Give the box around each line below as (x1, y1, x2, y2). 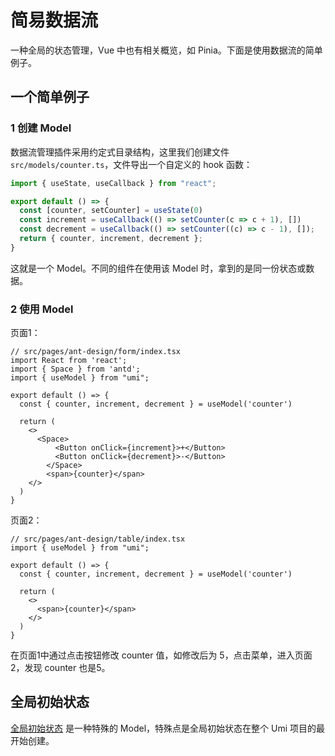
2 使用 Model (10, 302, 74, 316)
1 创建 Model (10, 121, 72, 135)
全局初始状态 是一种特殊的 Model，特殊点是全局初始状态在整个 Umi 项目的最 (10, 722, 325, 734)
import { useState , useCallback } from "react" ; (10, 178, 217, 188)
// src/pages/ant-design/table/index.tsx (10, 534, 186, 545)
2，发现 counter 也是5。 (10, 662, 111, 674)
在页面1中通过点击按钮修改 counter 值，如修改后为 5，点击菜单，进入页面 (10, 649, 313, 661)
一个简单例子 (10, 89, 90, 106)
